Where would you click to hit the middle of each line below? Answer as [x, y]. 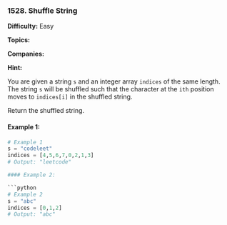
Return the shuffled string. [46, 111]
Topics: [19, 40]
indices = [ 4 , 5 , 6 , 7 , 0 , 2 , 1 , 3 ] [51, 156]
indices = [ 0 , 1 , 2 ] [35, 208]
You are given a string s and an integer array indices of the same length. [114, 81]
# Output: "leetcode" [40, 162]
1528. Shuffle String [42, 11]
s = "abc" [22, 201]
